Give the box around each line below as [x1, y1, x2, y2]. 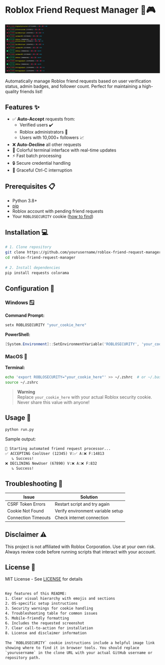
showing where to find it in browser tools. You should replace [5, 645, 139, 651]
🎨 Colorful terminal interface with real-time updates [12, 147, 116, 153]
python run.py [5, 427, 34, 432]
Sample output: [5, 436, 36, 442]
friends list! [20, 89, 43, 95]
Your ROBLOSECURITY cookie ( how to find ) [12, 214, 94, 220]
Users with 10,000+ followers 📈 [19, 135, 84, 141]
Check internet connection [55, 515, 109, 521]
